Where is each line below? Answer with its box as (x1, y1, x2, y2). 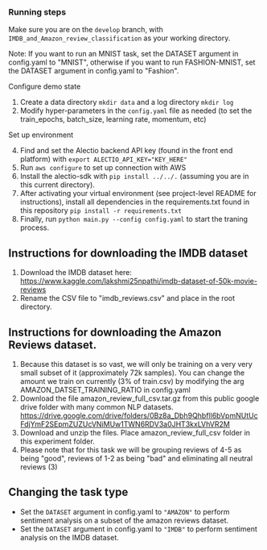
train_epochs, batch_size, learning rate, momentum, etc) (19, 115, 207, 124)
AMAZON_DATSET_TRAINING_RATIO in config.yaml (19, 385, 191, 394)
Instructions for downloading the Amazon (8, 325, 222, 339)
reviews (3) (19, 462, 58, 472)
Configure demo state (8, 81, 81, 91)
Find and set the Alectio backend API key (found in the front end (19, 146, 233, 156)
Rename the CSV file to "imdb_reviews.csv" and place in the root (19, 294, 236, 303)
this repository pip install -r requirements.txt (19, 206, 183, 215)
